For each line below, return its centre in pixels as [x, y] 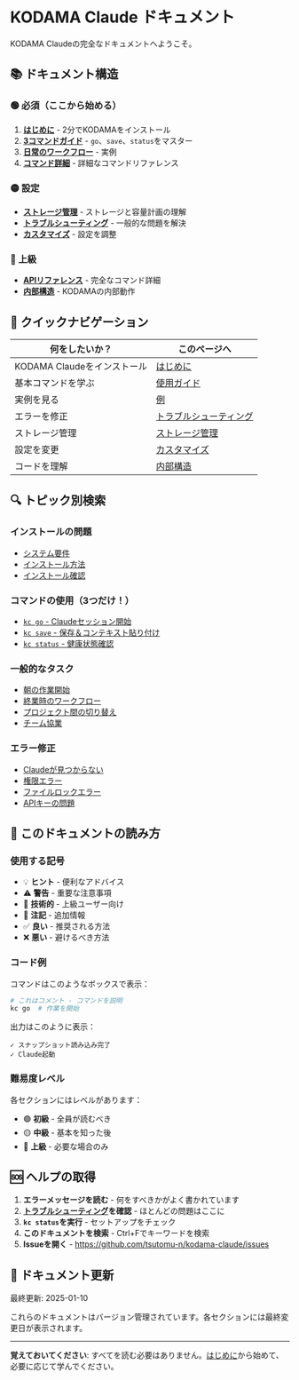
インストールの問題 [51, 532]
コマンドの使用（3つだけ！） [72, 600]
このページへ [205, 349]
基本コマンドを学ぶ [55, 384]
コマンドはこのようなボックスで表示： [80, 983]
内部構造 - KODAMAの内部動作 [79, 291]
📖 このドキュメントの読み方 [85, 833]
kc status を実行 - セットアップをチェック [99, 1222]
